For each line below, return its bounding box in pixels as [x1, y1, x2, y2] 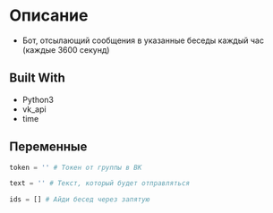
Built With [9, 71, 65, 86]
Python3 [21, 94, 54, 105]
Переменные [9, 140, 88, 155]
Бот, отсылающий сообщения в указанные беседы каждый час [21, 35, 264, 46]
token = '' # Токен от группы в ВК [9, 163, 142, 172]
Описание [9, 5, 89, 26]
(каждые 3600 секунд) [21, 44, 110, 55]
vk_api [21, 104, 47, 115]
